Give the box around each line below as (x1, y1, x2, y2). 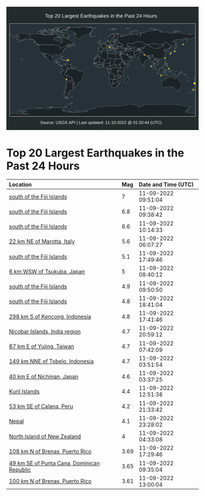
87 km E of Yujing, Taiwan (9, 343, 74, 350)
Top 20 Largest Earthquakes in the (6, 146, 184, 159)
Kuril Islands (9, 387, 40, 395)
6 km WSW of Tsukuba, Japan (9, 268, 85, 275)
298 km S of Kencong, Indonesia (9, 313, 92, 320)
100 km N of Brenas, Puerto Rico (9, 478, 92, 485)
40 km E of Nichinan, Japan (9, 373, 79, 380)
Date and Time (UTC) (138, 181, 194, 188)
